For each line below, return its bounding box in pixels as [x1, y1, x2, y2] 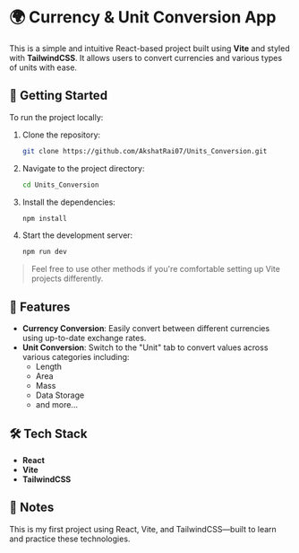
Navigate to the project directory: [21, 162, 145, 173]
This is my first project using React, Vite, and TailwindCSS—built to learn [9, 523, 278, 534]
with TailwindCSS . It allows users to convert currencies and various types [9, 52, 283, 63]
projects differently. [30, 273, 104, 284]
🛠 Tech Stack [9, 426, 88, 442]
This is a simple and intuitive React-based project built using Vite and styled [9, 42, 290, 54]
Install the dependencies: [21, 197, 116, 207]
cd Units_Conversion [21, 180, 99, 189]
